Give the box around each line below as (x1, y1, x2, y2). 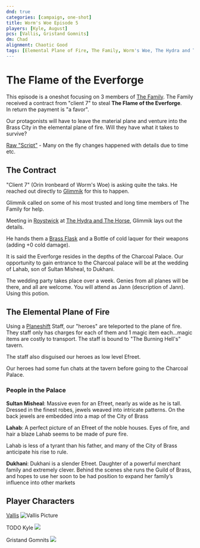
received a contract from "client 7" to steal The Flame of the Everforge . (6, 99, 182, 106)
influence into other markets (6, 479, 76, 486)
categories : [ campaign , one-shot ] (6, 14, 92, 20)
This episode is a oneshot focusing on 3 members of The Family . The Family (6, 93, 193, 100)
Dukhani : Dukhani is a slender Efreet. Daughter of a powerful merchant (6, 460, 181, 467)
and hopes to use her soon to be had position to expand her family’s (6, 472, 173, 479)
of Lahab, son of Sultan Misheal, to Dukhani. (6, 265, 115, 272)
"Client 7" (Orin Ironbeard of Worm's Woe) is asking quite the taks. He (6, 181, 177, 188)
